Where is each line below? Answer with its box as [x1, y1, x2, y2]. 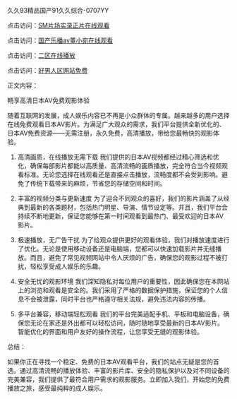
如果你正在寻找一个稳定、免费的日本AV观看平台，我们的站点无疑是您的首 [7, 357, 220, 366]
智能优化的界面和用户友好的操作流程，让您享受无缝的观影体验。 [17, 328, 203, 335]
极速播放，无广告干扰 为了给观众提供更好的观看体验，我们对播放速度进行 [17, 236, 230, 244]
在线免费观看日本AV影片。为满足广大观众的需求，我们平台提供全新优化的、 [7, 120, 226, 129]
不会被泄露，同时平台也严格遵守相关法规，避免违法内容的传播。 [23, 295, 209, 303]
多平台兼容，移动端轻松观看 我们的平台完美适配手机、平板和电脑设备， [17, 310, 224, 318]
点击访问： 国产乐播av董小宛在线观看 [7, 36, 114, 44]
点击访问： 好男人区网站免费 [7, 66, 88, 74]
